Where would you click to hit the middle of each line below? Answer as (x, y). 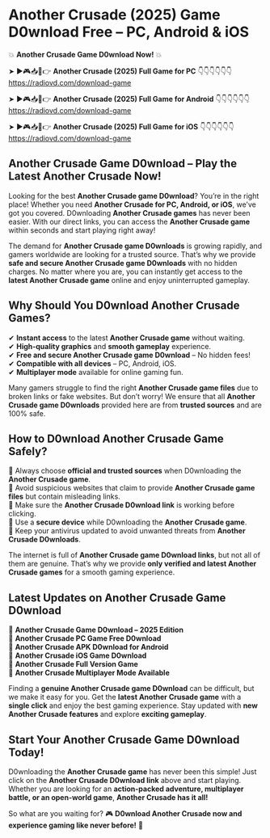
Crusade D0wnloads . (44, 540)
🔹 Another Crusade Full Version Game (74, 664)
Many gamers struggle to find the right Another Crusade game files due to (133, 387)
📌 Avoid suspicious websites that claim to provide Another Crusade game (132, 488)
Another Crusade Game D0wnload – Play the (122, 164)
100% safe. (27, 413)
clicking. (22, 514)
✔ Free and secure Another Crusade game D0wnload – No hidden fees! (129, 355)
